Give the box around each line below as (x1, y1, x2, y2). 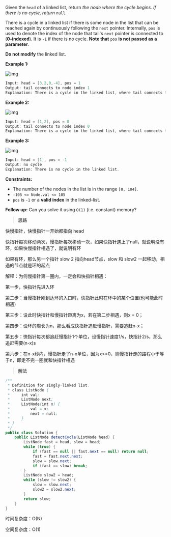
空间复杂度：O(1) (5, 526, 41, 532)
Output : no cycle (5, 162, 42, 167)
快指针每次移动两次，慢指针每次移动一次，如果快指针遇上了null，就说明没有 (5, 239, 164, 245)
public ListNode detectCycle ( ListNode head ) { (14, 435, 115, 440)
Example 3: (5, 137, 30, 144)
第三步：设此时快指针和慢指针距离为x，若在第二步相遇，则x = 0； (5, 312, 144, 318)
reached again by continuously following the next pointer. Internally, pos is (5, 25, 160, 31)
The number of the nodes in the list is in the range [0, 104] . (12, 186, 138, 192)
